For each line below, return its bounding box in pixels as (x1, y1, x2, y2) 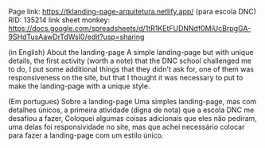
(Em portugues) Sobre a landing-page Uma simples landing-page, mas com (8, 97, 257, 106)
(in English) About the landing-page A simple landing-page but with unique (8, 48, 254, 56)
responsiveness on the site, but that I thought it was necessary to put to (8, 73, 244, 82)
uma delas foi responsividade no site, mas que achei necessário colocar (8, 123, 245, 131)
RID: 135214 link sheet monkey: (8, 15, 110, 25)
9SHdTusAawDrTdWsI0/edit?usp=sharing (8, 32, 145, 41)
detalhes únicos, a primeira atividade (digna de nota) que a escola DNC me (8, 105, 255, 115)
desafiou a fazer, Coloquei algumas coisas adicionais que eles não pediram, (8, 114, 257, 123)
